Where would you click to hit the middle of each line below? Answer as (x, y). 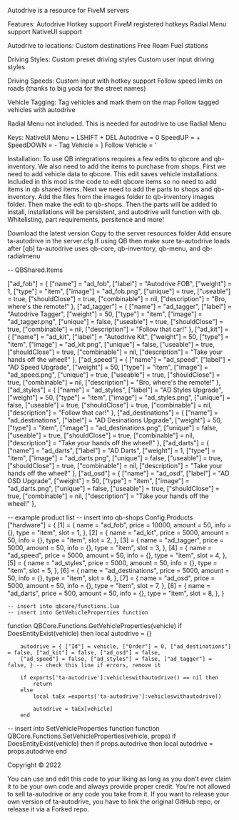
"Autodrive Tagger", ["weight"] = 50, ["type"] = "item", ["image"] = (105, 314)
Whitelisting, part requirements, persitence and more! (86, 219)
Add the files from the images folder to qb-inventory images (126, 197)
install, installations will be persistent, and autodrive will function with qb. (115, 212)
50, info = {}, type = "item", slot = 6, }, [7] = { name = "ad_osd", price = (111, 578)
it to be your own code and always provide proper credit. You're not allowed (119, 786)
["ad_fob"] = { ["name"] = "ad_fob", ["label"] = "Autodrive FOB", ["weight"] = (119, 284)
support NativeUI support (45, 32)
